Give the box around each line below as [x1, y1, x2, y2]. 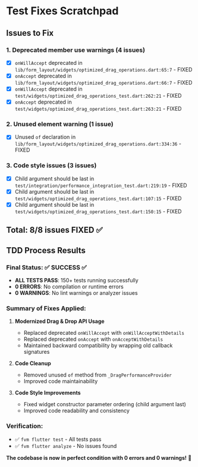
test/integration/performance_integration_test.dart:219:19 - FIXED [14, 182, 187, 189]
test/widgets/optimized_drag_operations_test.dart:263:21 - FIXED [14, 105, 182, 113]
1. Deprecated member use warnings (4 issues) [6, 46, 146, 54]
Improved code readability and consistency [23, 407, 130, 415]
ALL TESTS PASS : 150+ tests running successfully [14, 277, 139, 284]
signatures [23, 348, 50, 356]
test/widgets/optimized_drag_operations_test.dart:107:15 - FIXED [14, 195, 182, 202]
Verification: [6, 422, 43, 430]
